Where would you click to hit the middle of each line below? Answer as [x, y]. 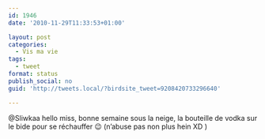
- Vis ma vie [37, 52]
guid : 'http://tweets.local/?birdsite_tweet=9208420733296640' [115, 88]
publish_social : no [40, 81]
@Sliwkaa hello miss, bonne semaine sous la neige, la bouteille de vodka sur [133, 118]
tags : [17, 59]
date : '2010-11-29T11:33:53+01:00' [67, 23]
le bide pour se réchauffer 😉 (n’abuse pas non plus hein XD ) [108, 126]
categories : [28, 44]
